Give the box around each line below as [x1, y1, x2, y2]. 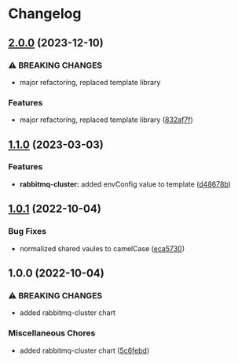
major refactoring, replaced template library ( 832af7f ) [19, 115, 194, 124]
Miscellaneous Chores [8, 328, 96, 339]
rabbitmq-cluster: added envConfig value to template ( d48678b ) [19, 179, 232, 189]
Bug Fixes [8, 226, 47, 237]
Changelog [8, 5, 82, 23]
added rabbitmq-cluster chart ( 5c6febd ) [19, 346, 150, 355]
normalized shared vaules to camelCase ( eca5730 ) [19, 243, 185, 253]
